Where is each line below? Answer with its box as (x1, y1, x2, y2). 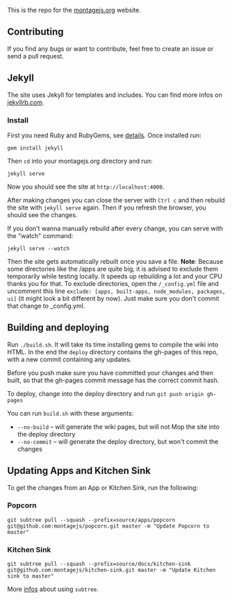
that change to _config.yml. (7, 301, 85, 310)
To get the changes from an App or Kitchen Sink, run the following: (7, 483, 199, 491)
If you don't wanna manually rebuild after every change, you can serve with (7, 224, 224, 232)
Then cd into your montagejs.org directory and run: (7, 157, 153, 165)
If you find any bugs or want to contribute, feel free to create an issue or (7, 45, 214, 53)
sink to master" (7, 573, 54, 580)
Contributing (7, 26, 64, 38)
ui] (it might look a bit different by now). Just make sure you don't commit (7, 294, 219, 302)
